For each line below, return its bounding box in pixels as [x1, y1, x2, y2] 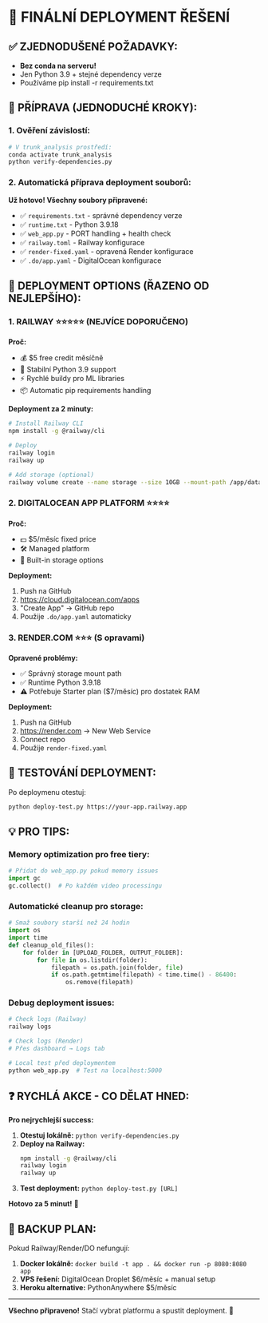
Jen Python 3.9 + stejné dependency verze [19, 70, 162, 79]
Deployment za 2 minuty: [8, 404, 94, 414]
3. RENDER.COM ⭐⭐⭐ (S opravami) [8, 632, 145, 643]
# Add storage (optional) [8, 471, 94, 479]
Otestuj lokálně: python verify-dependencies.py [19, 1130, 179, 1140]
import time [8, 934, 48, 942]
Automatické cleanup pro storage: [8, 900, 144, 912]
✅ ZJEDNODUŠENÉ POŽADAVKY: [8, 40, 178, 54]
